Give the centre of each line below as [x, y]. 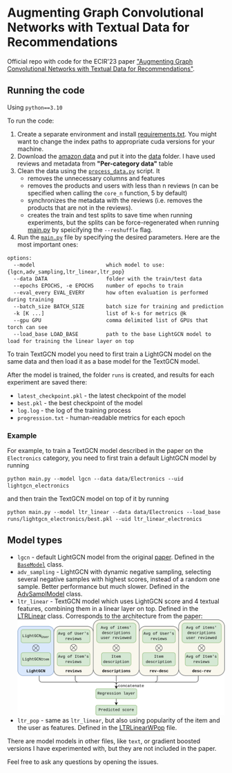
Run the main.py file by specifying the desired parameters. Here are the [118, 237]
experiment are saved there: [47, 382]
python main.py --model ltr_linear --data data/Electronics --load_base [114, 513]
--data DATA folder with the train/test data [108, 278]
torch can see [28, 327]
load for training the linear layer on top [71, 341]
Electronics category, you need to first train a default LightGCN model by [112, 458]
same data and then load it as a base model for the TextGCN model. [104, 361]
